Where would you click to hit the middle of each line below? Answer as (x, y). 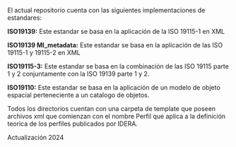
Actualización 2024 (36, 137)
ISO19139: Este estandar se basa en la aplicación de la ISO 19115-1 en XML (116, 31)
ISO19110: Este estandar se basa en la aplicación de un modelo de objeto (114, 87)
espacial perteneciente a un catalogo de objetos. (78, 95)
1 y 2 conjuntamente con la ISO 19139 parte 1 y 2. (78, 74)
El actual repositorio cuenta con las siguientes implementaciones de (106, 10)
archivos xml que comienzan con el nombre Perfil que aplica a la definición (117, 116)
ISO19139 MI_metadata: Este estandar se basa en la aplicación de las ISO (115, 45)
